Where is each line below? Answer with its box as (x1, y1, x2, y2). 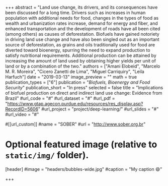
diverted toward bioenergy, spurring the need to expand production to (5, 47, 150, 53)
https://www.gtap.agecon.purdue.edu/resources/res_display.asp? (7, 101, 143, 106)
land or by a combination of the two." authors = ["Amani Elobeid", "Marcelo (5, 63, 160, 69)
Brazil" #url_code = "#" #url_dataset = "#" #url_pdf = (5, 95, 115, 101)
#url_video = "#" (5, 111, 39, 117)
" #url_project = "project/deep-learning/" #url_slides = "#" (38, 106, 159, 112)
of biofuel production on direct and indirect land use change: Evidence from (5, 90, 162, 96)
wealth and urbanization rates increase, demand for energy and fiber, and (5, 20, 158, 26)
